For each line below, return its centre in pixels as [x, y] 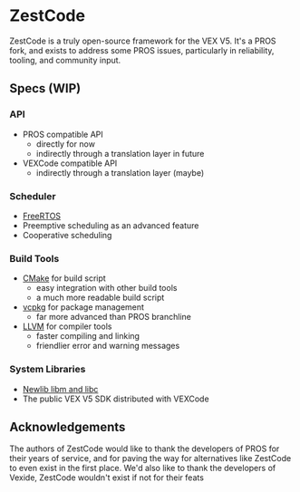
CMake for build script [64, 278]
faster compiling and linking [88, 336]
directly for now [65, 144]
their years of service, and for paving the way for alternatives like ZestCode [150, 458]
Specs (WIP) [45, 88]
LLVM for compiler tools [67, 326]
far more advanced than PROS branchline [114, 317]
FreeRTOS [42, 216]
